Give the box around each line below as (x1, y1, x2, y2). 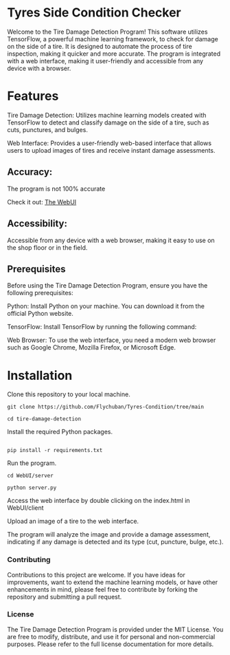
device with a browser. (7, 64, 71, 72)
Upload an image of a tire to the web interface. (7, 517, 139, 526)
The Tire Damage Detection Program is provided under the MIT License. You (7, 625, 224, 634)
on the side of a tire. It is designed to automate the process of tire (7, 42, 192, 50)
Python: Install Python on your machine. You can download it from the (7, 302, 205, 310)
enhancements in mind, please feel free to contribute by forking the (7, 585, 198, 593)
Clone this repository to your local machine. (7, 390, 130, 398)
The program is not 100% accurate (7, 184, 106, 193)
